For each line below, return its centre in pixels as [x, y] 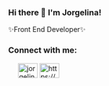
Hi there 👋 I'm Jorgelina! [55, 13]
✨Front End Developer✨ [47, 30]
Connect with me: [43, 50]
